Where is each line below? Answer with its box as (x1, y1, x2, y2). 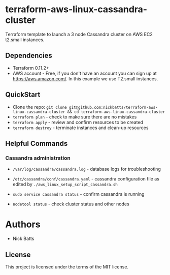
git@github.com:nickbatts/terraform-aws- (69, 105, 158, 110)
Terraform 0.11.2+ (12, 65, 49, 71)
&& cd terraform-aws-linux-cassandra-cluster (67, 109, 165, 114)
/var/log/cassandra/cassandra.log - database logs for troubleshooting (12, 166, 161, 172)
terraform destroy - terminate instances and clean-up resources (12, 125, 149, 131)
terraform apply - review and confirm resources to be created (12, 119, 144, 125)
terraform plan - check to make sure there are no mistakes (12, 113, 137, 120)
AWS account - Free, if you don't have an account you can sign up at (12, 70, 157, 76)
